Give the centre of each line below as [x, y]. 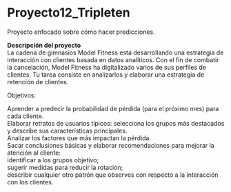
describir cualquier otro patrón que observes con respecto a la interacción [113, 175]
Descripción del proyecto [44, 45]
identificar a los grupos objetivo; [53, 160]
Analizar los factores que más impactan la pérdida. [79, 138]
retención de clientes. [38, 81]
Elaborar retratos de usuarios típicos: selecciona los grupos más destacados [116, 123]
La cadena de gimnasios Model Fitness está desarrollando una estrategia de [115, 52]
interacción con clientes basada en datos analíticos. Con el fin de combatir [113, 59]
